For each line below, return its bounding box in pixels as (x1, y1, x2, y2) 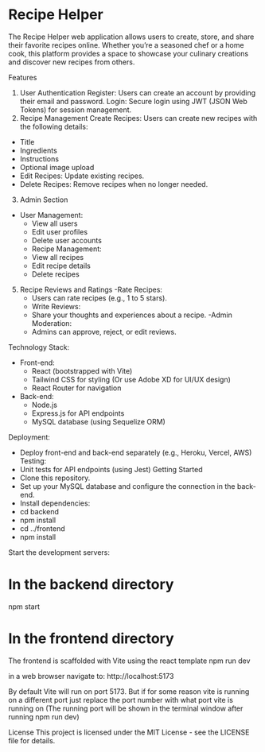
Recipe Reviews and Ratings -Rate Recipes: (19, 285, 163, 294)
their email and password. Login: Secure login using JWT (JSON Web (19, 96, 248, 106)
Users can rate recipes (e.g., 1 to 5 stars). (31, 293, 167, 303)
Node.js (31, 400, 58, 409)
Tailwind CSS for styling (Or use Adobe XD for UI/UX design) (31, 374, 231, 384)
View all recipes (31, 252, 84, 262)
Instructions (19, 153, 60, 164)
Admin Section (19, 195, 68, 204)
